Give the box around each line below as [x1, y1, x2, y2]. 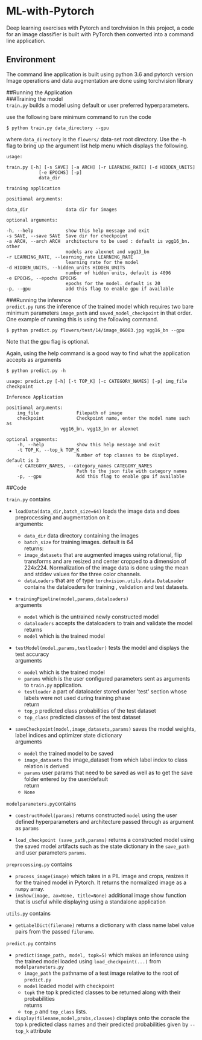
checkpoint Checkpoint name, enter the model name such [17, 415, 190, 421]
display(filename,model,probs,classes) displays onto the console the [14, 1014, 190, 1021]
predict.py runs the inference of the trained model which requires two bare [6, 303, 194, 310]
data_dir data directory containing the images [24, 531, 139, 539]
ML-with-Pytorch [6, 4, 95, 18]
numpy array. [14, 885, 45, 892]
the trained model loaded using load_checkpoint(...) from [14, 957, 162, 965]
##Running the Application [6, 89, 72, 96]
